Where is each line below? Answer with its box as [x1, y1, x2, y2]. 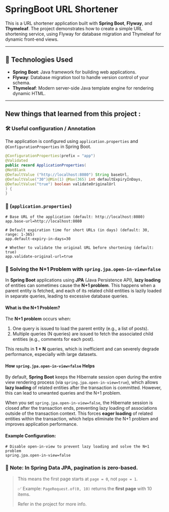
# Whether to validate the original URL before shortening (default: [5, 245, 154, 250]
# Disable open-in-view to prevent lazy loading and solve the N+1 [5, 444, 150, 449]
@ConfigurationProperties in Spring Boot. [5, 143, 92, 150]
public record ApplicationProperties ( [5, 163, 87, 168]
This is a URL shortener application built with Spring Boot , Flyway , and [5, 20, 152, 26]
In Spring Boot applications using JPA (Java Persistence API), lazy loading [5, 277, 161, 283]
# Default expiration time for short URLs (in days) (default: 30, [5, 228, 150, 233]
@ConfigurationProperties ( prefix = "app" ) [5, 154, 96, 159]
